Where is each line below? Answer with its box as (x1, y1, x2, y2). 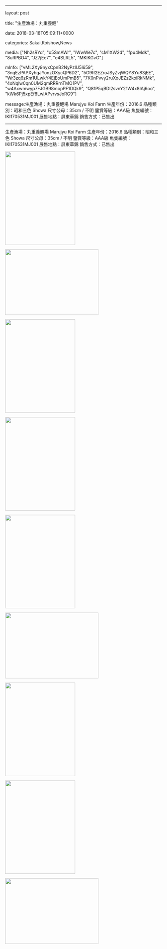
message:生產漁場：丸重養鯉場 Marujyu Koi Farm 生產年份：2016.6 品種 (5, 101, 153, 107)
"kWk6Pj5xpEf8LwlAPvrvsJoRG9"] (5, 91, 77, 97)
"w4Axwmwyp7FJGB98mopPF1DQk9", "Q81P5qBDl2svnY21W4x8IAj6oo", (5, 86, 156, 91)
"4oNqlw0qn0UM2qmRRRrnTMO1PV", (5, 80, 83, 86)
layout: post (5, 10, 29, 15)
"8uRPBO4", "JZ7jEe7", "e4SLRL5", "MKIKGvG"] (5, 55, 103, 60)
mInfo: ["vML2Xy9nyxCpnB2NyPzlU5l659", (5, 64, 94, 70)
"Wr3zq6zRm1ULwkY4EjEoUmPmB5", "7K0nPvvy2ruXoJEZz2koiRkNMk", (5, 75, 155, 81)
